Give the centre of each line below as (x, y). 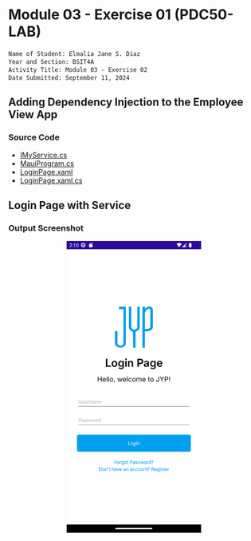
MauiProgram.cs (47, 163)
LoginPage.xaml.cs (51, 180)
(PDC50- (204, 15)
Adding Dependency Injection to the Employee (126, 103)
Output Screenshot (46, 227)
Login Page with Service (70, 205)
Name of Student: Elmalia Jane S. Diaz (75, 53)
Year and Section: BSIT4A (51, 61)
